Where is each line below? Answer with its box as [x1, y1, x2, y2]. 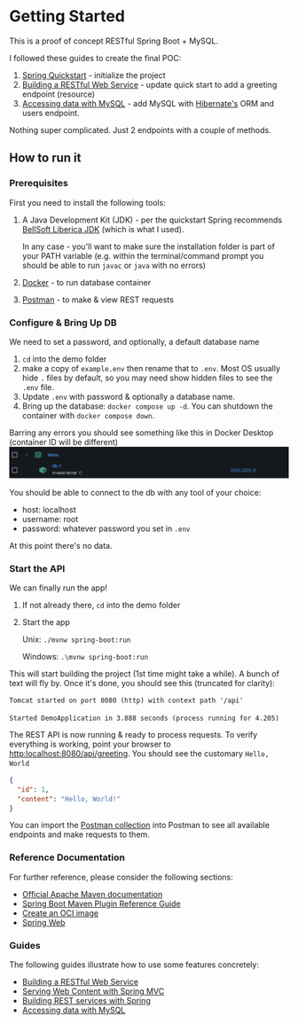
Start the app [21, 616, 71, 627]
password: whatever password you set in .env [21, 523, 191, 534]
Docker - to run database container [21, 277, 152, 287]
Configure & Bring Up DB [9, 317, 117, 329]
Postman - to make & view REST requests [21, 294, 175, 305]
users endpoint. [21, 107, 80, 118]
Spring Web [21, 917, 66, 927]
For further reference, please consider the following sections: [9, 872, 233, 882]
